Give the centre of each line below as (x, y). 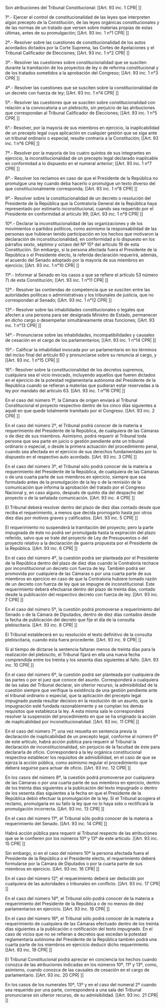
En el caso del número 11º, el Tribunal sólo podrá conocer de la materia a (79, 818)
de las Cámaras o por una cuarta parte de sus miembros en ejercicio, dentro (82, 783)
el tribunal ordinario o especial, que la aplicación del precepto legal (73, 695)
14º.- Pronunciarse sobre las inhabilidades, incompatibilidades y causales (80, 335)
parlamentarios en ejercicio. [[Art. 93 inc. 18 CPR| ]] (57, 909)
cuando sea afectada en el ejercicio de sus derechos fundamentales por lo (81, 452)
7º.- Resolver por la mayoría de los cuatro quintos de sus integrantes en (78, 153)
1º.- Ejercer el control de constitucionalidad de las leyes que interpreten (78, 17)
